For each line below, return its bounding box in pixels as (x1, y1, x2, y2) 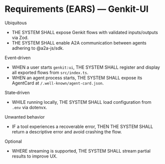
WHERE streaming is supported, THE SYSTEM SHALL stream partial (11, 148, 151, 154)
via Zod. (11, 35, 29, 41)
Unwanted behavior (4, 114, 45, 120)
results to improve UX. (11, 153, 57, 159)
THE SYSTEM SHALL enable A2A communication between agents (11, 40, 147, 45)
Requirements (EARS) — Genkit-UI (4, 3, 149, 15)
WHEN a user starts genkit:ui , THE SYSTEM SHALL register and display (11, 64, 161, 70)
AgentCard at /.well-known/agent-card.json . (11, 80, 104, 86)
